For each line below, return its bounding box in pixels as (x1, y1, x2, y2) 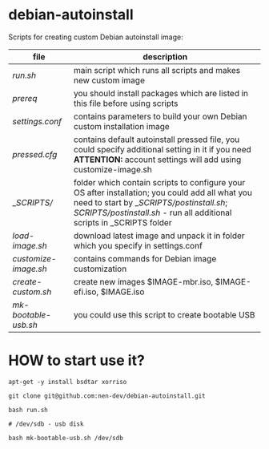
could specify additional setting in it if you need (73, 144, 251, 155)
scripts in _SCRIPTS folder (73, 216, 172, 228)
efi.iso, (73, 286, 99, 297)
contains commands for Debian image (73, 253, 217, 264)
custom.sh (12, 286, 52, 297)
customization (73, 263, 127, 274)
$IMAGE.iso (100, 286, 145, 297)
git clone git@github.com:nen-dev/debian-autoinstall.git (8, 391, 206, 400)
